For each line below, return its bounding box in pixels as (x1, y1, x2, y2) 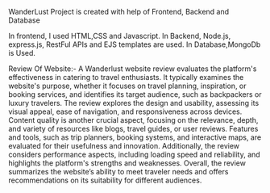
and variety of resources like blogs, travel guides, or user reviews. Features (8, 124, 259, 133)
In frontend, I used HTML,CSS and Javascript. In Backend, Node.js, (8, 31, 231, 40)
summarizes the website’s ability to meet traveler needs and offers (8, 167, 229, 176)
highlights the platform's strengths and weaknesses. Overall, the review (8, 158, 246, 168)
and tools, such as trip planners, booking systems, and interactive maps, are (8, 132, 262, 142)
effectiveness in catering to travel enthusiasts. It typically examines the (8, 73, 244, 82)
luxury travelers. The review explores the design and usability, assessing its (8, 99, 260, 107)
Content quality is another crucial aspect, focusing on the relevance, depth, (8, 115, 259, 124)
